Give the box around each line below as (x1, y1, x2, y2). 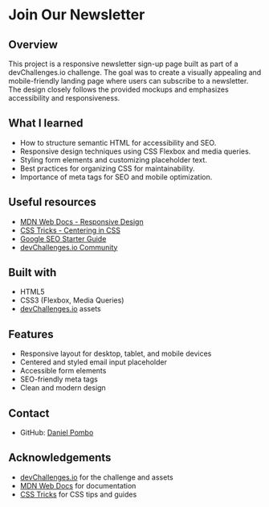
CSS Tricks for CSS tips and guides (19, 489, 137, 499)
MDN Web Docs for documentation (19, 480, 137, 490)
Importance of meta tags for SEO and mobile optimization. (19, 171, 213, 182)
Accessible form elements (19, 366, 107, 376)
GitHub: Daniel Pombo (19, 428, 94, 438)
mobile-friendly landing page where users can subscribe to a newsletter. (8, 76, 249, 85)
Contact (8, 406, 50, 420)
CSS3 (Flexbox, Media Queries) (19, 295, 124, 305)
